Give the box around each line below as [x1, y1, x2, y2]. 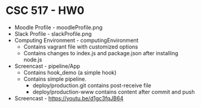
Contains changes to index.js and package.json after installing [23, 49, 179, 56]
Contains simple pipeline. [23, 75, 87, 83]
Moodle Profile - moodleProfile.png [14, 24, 103, 31]
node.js [23, 56, 42, 63]
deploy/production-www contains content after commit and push [32, 88, 195, 95]
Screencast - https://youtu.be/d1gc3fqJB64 [14, 95, 124, 102]
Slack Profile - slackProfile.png [14, 30, 92, 37]
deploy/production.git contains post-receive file [32, 81, 152, 89]
